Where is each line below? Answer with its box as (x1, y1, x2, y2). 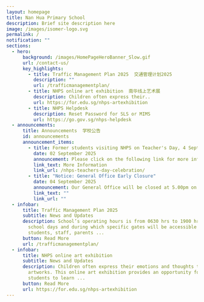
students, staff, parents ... (28, 230, 104, 236)
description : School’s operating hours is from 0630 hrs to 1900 (22, 219, 191, 225)
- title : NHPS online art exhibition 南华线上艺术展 (28, 88, 161, 94)
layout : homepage (6, 9, 50, 15)
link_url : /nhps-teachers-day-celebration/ (33, 167, 146, 174)
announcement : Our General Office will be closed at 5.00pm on (33, 184, 197, 191)
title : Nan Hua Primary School (6, 15, 86, 21)
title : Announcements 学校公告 (22, 128, 101, 134)
